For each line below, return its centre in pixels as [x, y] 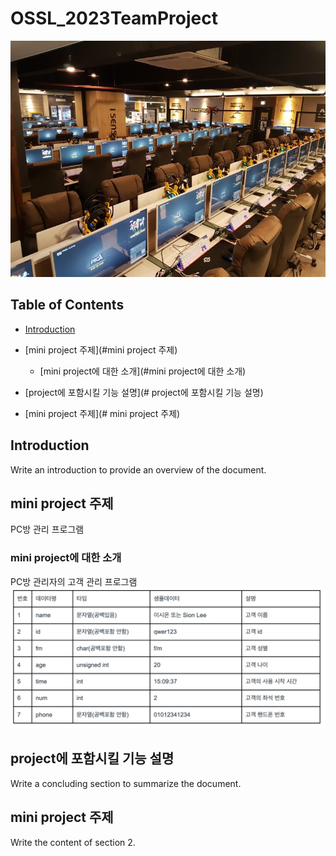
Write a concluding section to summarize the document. [126, 783]
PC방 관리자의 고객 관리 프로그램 [74, 581]
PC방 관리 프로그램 [47, 529]
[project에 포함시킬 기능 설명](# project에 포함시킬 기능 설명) [144, 392]
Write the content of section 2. [73, 842]
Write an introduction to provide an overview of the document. [138, 469]
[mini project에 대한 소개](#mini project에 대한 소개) [143, 371]
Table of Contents [67, 305]
